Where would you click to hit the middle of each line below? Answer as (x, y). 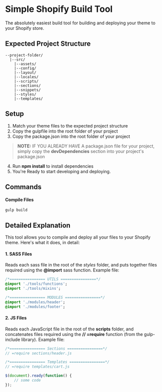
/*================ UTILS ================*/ (53, 279)
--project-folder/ (24, 55)
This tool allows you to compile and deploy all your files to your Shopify (78, 237)
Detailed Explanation (38, 225)
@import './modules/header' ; (35, 302)
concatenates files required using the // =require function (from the (74, 334)
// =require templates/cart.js (37, 367)
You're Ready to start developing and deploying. (61, 171)
